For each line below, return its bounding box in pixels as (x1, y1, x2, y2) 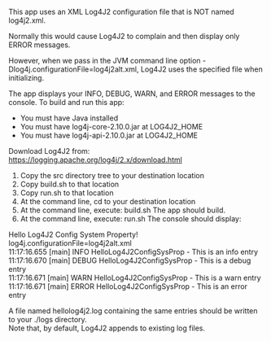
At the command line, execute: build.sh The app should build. (20, 205, 226, 215)
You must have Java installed (20, 113, 119, 123)
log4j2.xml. (8, 15, 46, 25)
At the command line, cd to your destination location (20, 197, 196, 206)
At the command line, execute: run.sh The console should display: (20, 214, 242, 223)
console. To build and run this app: (8, 98, 125, 107)
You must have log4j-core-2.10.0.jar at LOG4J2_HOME (20, 122, 203, 131)
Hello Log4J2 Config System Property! (8, 230, 138, 239)
